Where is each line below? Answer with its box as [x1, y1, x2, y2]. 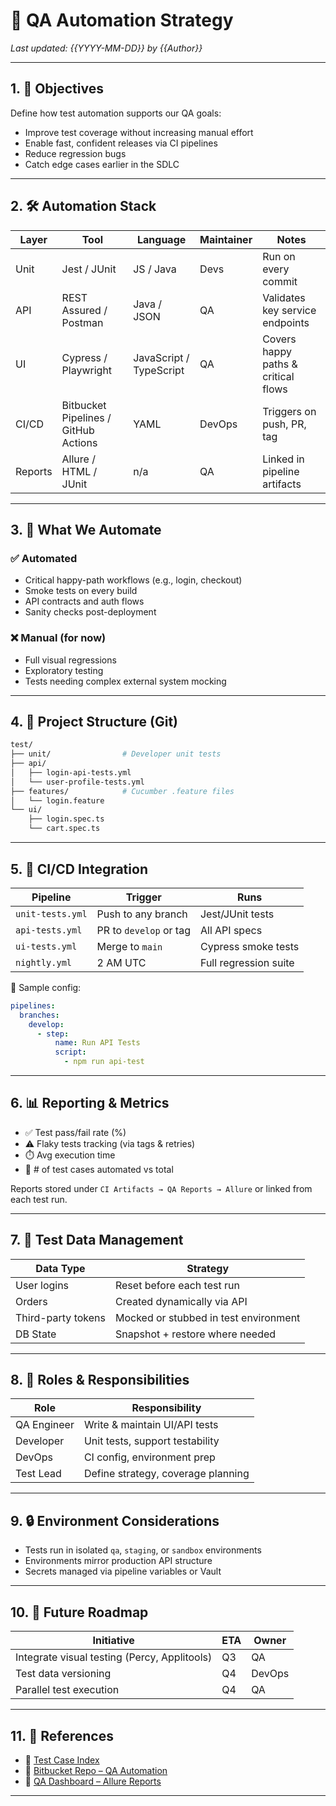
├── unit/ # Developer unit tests [10, 749, 222, 759]
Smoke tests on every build [24, 585, 138, 597]
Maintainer [199, 232, 253, 246]
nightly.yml [15, 957, 73, 968]
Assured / [61, 303, 108, 317]
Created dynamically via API [114, 1294, 248, 1308]
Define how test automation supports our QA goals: [10, 107, 222, 119]
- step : [36, 1029, 70, 1039]
